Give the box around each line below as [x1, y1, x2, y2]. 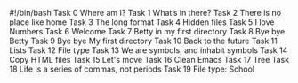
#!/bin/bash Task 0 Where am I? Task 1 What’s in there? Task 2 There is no [9, 8, 282, 18]
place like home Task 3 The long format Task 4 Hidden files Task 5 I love [9, 17, 275, 27]
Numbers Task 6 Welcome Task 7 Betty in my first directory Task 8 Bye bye [9, 26, 286, 36]
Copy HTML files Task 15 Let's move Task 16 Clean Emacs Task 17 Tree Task [9, 55, 290, 64]
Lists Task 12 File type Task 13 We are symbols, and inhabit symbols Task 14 [9, 45, 288, 56]
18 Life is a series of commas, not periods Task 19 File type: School [9, 64, 255, 74]
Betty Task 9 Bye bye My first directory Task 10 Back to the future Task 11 [9, 35, 278, 46]
